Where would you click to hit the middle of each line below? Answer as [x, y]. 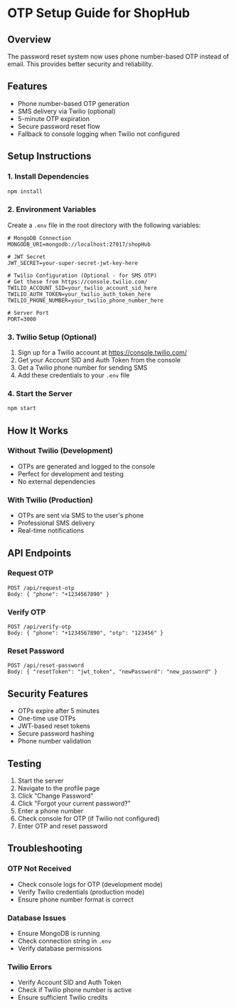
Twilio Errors [29, 966]
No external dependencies [57, 481]
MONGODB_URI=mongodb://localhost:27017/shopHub [79, 244]
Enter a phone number [50, 811]
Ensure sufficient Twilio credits [63, 998]
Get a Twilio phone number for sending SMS [82, 367]
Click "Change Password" [55, 796]
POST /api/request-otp [41, 588]
